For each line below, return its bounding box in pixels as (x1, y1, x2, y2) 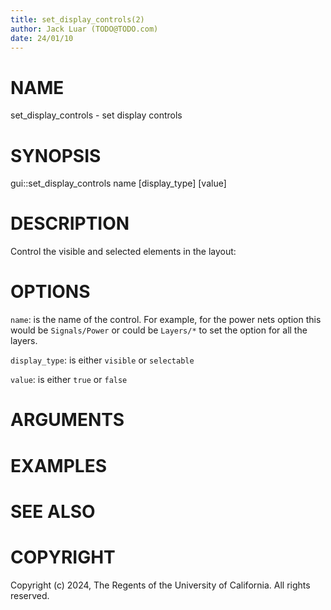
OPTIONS (10, 281, 91, 303)
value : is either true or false (10, 374, 128, 386)
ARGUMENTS (10, 409, 125, 431)
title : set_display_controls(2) (10, 14, 145, 25)
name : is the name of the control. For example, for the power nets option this (10, 314, 322, 326)
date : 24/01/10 (10, 33, 74, 43)
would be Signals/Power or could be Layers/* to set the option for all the (10, 324, 308, 336)
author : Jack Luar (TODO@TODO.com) (10, 24, 159, 34)
